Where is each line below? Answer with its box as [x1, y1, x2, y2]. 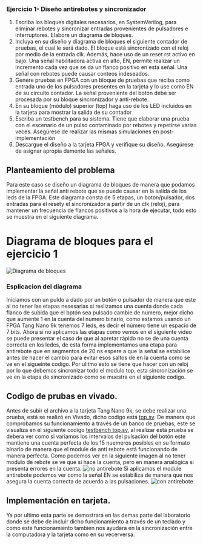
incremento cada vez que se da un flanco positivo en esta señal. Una [15, 64, 188, 71]
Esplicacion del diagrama [6, 282, 82, 291]
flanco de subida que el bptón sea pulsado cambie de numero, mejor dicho [6, 309, 194, 316]
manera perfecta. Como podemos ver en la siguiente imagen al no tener [6, 452, 186, 459]
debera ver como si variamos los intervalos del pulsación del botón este [6, 433, 186, 440]
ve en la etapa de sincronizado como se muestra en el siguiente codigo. [6, 373, 186, 380]
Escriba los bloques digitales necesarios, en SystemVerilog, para [15, 19, 177, 26]
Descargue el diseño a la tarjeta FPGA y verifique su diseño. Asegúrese [15, 141, 194, 148]
